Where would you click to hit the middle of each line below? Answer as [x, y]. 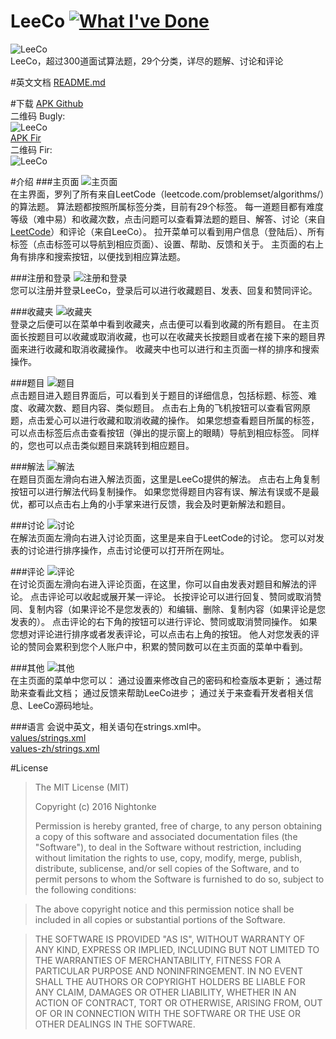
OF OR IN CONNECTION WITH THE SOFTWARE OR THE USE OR [167, 1013]
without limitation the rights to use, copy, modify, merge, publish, [168, 857]
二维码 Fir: [31, 149]
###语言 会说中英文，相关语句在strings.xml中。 [108, 726]
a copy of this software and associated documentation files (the [166, 836]
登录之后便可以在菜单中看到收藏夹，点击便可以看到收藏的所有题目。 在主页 [165, 324]
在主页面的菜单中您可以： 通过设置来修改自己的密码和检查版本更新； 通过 [161, 680]
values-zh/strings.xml [55, 748]
